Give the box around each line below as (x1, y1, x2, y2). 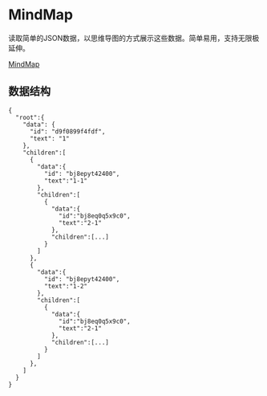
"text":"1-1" (43, 177, 88, 185)
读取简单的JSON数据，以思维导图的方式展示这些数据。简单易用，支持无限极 (8, 33, 260, 43)
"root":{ (15, 113, 45, 121)
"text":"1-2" (43, 282, 88, 290)
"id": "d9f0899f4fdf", (29, 127, 106, 136)
